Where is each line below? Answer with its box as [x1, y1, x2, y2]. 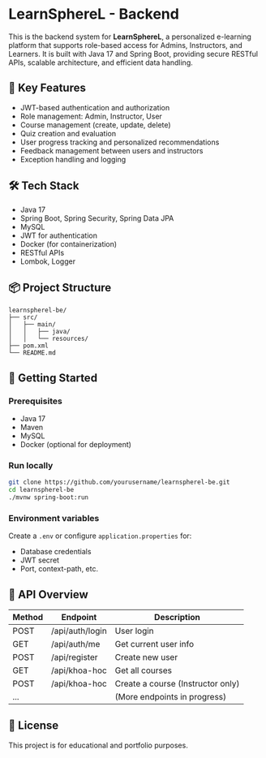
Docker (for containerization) [19, 239, 118, 248]
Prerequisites [8, 395, 62, 407]
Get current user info [114, 639, 195, 650]
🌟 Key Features [8, 81, 87, 95]
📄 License [8, 719, 59, 733]
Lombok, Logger [19, 256, 75, 266]
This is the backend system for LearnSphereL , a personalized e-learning [8, 32, 251, 41]
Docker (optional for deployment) [19, 440, 132, 450]
